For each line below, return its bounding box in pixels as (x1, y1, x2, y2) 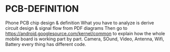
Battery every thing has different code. (5, 41, 87, 47)
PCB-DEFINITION (5, 3, 79, 15)
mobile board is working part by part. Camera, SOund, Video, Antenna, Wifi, (5, 36, 164, 42)
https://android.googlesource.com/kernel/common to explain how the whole (5, 30, 165, 36)
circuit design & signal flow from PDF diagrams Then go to (5, 25, 128, 31)
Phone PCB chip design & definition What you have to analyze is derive (5, 20, 154, 26)
